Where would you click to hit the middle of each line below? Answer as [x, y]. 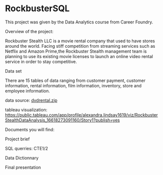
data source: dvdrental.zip [31, 100]
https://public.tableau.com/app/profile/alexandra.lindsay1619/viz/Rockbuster [81, 115]
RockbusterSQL [37, 9]
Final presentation [23, 167]
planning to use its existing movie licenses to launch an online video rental [79, 56]
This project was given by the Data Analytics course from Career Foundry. [79, 22]
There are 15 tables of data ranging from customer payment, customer [75, 80]
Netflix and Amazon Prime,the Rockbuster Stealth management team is [76, 51]
